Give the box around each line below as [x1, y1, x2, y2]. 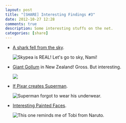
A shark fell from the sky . [12, 45, 64, 50]
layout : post [5, 7, 33, 13]
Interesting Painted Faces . [12, 102, 67, 108]
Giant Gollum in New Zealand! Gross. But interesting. [12, 64, 121, 70]
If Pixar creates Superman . [12, 83, 68, 89]
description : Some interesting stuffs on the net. [5, 26, 113, 31]
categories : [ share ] [5, 31, 49, 36]
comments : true [5, 21, 37, 27]
